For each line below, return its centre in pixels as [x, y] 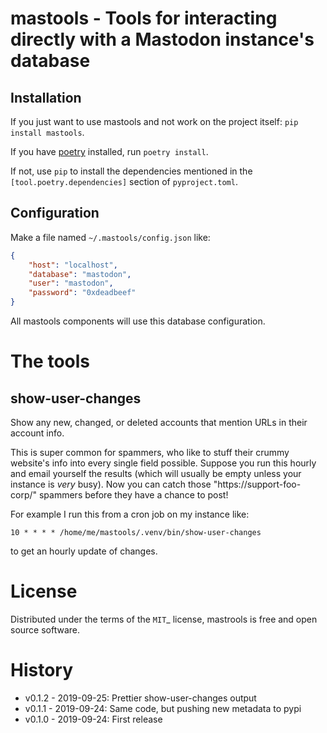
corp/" [24, 495]
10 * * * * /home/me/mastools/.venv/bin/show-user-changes [136, 533]
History [42, 670]
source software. [45, 630]
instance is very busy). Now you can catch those [111, 484]
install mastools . [47, 132]
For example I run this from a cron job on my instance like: [130, 514]
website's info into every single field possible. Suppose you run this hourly [163, 463]
